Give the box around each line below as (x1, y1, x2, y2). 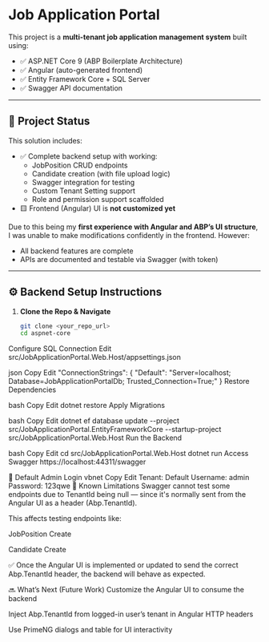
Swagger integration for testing (31, 177, 135, 187)
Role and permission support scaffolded (31, 194, 164, 204)
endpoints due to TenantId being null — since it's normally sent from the (8, 490, 247, 499)
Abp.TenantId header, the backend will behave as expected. (8, 569, 206, 579)
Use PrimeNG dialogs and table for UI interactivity (8, 625, 173, 635)
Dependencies (8, 385, 57, 394)
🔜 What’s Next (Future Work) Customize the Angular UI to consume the (8, 585, 244, 595)
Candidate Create (8, 545, 66, 555)
